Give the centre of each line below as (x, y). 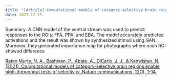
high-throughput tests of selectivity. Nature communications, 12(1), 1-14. (81, 71)
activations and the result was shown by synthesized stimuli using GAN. (81, 40)
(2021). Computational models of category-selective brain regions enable (82, 66)
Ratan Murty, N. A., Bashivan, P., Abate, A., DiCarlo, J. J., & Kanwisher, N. (82, 61)
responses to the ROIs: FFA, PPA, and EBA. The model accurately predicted (84, 35)
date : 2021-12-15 (24, 15)
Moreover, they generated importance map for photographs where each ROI (86, 45)
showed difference (25, 51)
